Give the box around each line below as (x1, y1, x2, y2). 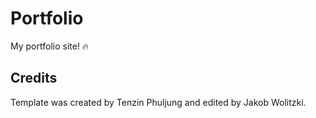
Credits (10, 70, 58, 87)
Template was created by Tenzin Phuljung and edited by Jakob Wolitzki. (10, 96, 307, 108)
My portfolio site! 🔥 (10, 40, 90, 52)
